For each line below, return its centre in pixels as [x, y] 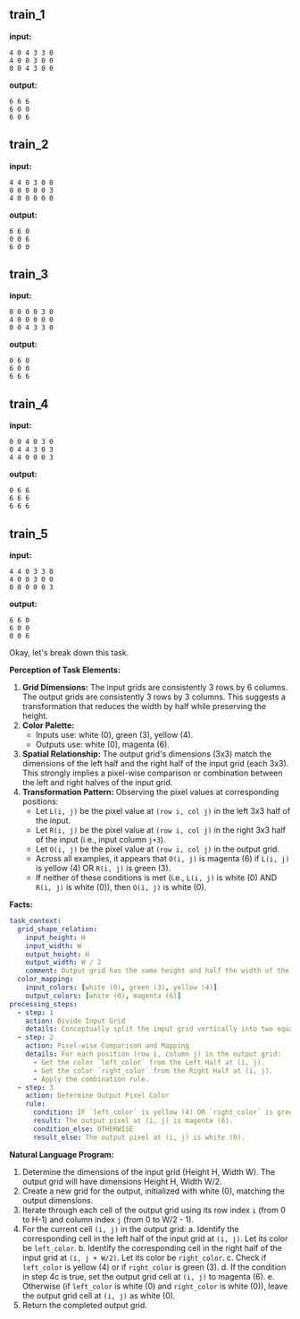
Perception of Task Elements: [65, 670]
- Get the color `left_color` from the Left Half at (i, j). [149, 1062]
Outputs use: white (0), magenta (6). [102, 745]
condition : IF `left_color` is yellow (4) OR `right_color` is [153, 1113]
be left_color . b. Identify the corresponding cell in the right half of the [152, 1247]
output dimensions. [58, 1200]
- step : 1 [35, 1012]
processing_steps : [43, 1004]
